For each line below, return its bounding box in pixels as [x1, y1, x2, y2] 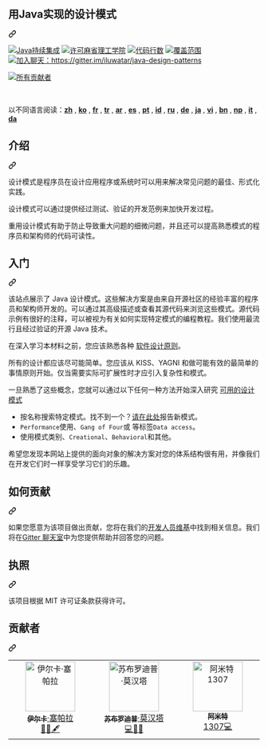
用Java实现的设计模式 [8, 7, 117, 22]
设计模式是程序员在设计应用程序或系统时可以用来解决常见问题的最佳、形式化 [8, 177, 260, 186]
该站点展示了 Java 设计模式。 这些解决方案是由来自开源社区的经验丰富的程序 [8, 294, 259, 304]
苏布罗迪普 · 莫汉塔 [104, 712, 164, 724]
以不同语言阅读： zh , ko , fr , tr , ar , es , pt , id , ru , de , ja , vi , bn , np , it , [8, 105, 258, 114]
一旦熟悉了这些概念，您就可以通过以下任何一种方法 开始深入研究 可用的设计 [8, 385, 255, 394]
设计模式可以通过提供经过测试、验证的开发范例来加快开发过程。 [8, 203, 218, 214]
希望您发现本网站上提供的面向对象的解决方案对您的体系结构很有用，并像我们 [8, 449, 260, 458]
